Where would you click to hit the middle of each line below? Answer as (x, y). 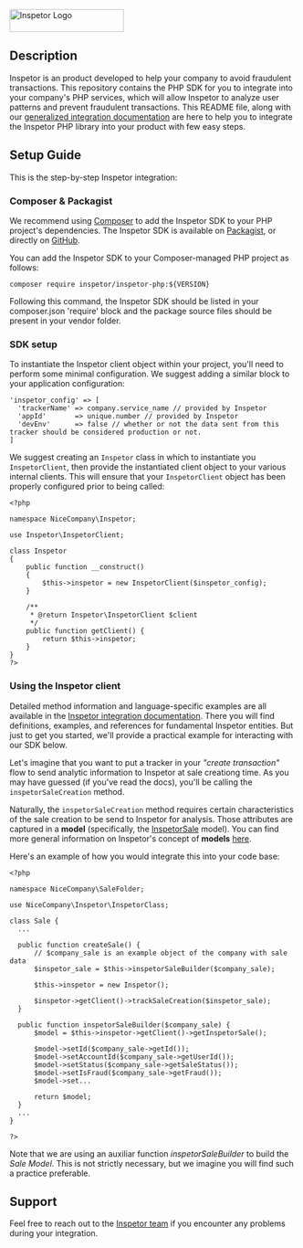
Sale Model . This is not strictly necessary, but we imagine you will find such (152, 1163)
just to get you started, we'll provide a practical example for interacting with (151, 735)
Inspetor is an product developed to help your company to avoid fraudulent (151, 78)
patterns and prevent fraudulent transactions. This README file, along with (151, 107)
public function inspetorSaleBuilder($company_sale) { (124, 1025)
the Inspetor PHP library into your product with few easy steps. (128, 126)
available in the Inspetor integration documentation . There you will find (142, 715)
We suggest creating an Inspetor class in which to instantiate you (133, 458)
